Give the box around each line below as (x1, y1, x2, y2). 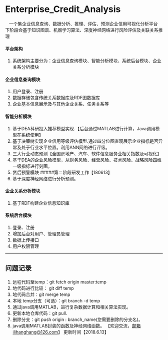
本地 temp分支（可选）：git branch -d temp (12, 297, 100, 303)
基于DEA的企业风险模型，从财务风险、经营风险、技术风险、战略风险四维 (12, 157, 161, 163)
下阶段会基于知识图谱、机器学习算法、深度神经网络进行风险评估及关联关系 (5, 27, 158, 33)
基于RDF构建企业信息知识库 (12, 200, 70, 206)
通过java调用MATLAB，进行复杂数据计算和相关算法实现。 (12, 304, 131, 310)
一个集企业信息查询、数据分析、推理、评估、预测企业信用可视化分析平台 (8, 21, 158, 27)
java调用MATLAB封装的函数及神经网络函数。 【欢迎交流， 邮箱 (12, 322, 141, 328)
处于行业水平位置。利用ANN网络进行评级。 (21, 144, 110, 150)
